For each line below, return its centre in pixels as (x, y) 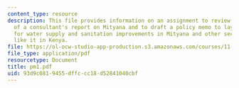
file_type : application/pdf (49, 54)
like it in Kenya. (41, 40)
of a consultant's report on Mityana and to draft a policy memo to (117, 27)
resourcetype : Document (43, 60)
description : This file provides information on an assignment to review (119, 21)
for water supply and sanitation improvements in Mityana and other (117, 34)
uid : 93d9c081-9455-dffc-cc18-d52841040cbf (73, 73)
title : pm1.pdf (30, 67)
